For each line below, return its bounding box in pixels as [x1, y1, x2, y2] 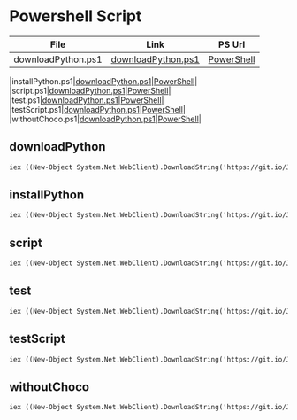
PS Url [217, 38, 246, 51]
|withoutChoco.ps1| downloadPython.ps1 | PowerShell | [9, 113, 202, 124]
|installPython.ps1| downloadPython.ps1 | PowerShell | [9, 75, 198, 86]
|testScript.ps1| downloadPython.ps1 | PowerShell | [9, 104, 186, 114]
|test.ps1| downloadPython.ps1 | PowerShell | [9, 95, 164, 105]
